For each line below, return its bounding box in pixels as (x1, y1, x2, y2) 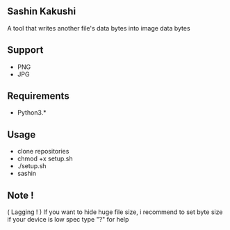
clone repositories (17, 147, 69, 156)
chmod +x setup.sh (17, 154, 73, 163)
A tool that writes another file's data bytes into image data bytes (7, 24, 190, 32)
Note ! (7, 189, 34, 201)
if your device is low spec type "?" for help (7, 215, 129, 224)
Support (7, 44, 44, 56)
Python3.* (17, 108, 47, 117)
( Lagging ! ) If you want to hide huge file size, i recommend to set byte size (7, 208, 223, 216)
